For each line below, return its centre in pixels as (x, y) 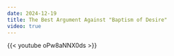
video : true (24, 26)
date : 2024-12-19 (32, 13)
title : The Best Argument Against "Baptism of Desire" (87, 20)
